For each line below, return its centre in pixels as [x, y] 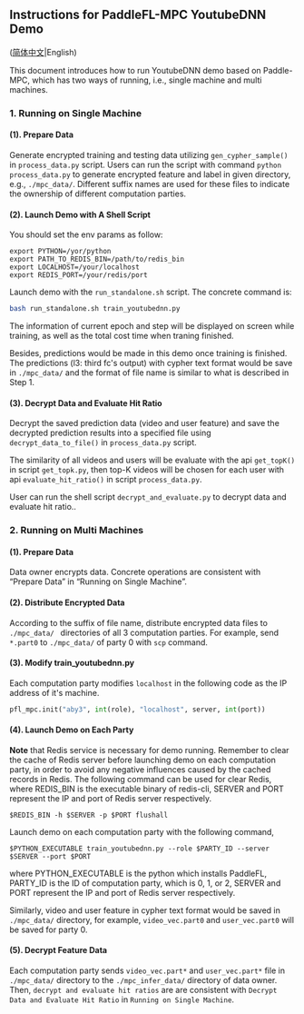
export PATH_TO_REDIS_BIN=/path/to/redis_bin [97, 259]
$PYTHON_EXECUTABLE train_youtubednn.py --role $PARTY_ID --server [140, 849]
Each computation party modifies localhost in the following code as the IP [148, 683]
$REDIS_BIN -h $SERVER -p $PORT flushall [89, 815]
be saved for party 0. [49, 929]
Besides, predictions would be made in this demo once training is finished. [148, 353]
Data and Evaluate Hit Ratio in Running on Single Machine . [122, 999]
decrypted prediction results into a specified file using [110, 433]
